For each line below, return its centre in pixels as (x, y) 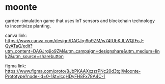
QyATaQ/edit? (19, 46)
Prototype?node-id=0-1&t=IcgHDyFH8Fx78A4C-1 (55, 76)
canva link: (16, 35)
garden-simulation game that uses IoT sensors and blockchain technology (80, 21)
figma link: (15, 66)
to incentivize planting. (28, 26)
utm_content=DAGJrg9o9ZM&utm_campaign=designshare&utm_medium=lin (82, 51)
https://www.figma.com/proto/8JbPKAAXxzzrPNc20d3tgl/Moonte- (73, 71)
